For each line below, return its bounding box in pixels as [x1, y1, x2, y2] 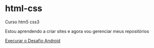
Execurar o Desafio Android [5, 37, 61, 44]
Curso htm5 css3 [5, 19, 40, 25]
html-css [5, 3, 42, 14]
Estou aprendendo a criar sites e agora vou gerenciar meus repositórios [5, 28, 150, 34]
